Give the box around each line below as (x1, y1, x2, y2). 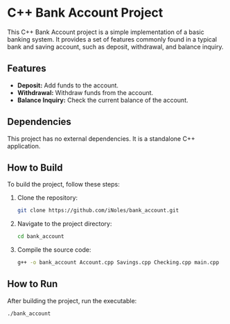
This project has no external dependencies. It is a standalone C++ (7, 134, 195, 143)
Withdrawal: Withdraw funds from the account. (17, 88, 154, 96)
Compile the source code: (17, 246, 91, 254)
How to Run (7, 278, 58, 290)
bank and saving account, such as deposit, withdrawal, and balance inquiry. (7, 42, 224, 51)
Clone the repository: (17, 194, 78, 202)
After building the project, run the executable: (7, 296, 137, 305)
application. (7, 142, 41, 150)
